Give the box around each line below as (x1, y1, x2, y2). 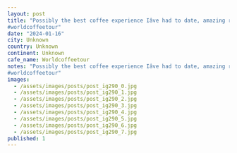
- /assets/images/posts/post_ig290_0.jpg (13, 82, 138, 90)
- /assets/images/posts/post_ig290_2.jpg (13, 96, 138, 103)
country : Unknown (7, 43, 59, 50)
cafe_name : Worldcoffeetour (7, 56, 90, 63)
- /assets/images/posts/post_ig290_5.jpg (13, 115, 138, 122)
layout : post (7, 10, 46, 18)
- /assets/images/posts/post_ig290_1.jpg (13, 89, 138, 96)
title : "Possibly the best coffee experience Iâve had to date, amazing (7, 17, 226, 24)
